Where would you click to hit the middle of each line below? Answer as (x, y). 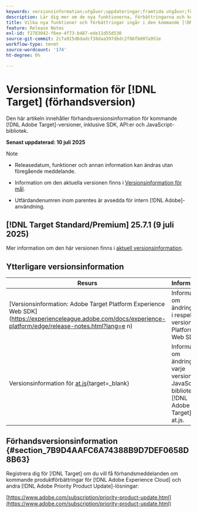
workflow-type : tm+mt (33, 45)
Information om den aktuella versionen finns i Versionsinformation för (98, 182)
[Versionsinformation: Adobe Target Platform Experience (87, 304)
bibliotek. (17, 130)
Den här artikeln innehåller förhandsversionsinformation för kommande (92, 118)
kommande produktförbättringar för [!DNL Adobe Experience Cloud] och (94, 480)
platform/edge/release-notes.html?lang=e (67, 326)
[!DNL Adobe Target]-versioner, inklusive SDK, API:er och (76, 125)
